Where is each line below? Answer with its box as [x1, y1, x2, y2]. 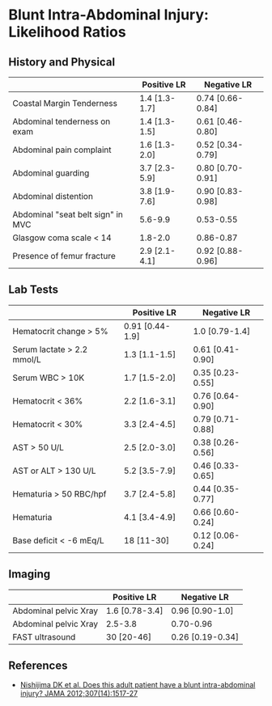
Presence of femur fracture [12, 251, 116, 261]
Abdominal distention [12, 191, 93, 201]
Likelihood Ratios [8, 23, 127, 41]
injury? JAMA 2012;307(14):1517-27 [19, 689, 138, 699]
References [8, 659, 68, 673]
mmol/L [12, 353, 42, 365]
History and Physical [8, 55, 116, 69]
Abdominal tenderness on [12, 116, 111, 127]
